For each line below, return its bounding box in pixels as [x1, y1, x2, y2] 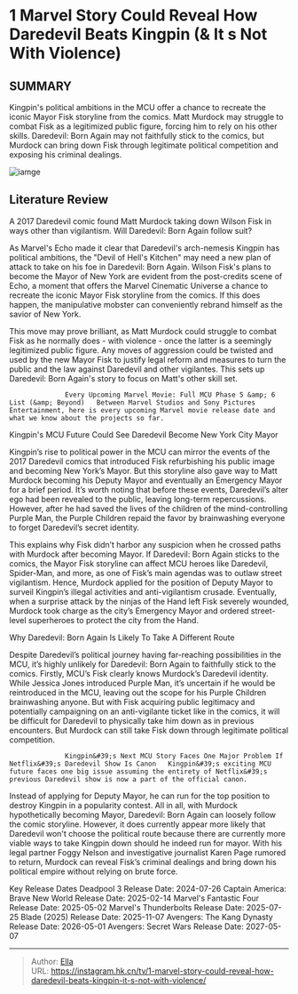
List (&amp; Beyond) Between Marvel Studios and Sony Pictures [9, 397, 255, 407]
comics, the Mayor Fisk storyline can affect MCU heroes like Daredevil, [9, 557, 269, 569]
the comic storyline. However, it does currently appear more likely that [9, 819, 266, 830]
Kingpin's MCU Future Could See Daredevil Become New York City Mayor [9, 429, 278, 440]
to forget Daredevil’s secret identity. [9, 522, 140, 533]
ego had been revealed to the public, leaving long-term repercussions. [9, 493, 267, 504]
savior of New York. [9, 309, 82, 319]
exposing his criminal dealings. [9, 149, 122, 160]
